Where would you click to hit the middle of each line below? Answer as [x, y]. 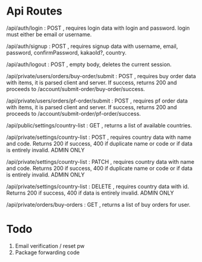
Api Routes [34, 11]
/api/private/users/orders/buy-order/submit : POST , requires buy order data [101, 76]
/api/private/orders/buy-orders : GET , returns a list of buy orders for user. [98, 204]
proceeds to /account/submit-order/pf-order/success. [73, 113]
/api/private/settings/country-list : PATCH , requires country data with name [100, 161]
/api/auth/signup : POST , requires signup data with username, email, [92, 46]
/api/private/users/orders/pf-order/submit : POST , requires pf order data [97, 101]
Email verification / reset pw [50, 246]
